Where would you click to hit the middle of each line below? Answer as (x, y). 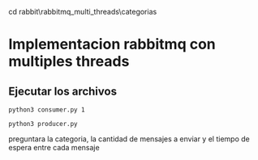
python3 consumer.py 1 (47, 110)
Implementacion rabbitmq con (112, 44)
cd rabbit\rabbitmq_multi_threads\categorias (83, 12)
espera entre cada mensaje (54, 147)
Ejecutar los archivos (63, 91)
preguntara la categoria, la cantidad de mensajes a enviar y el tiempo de (129, 139)
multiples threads (69, 62)
